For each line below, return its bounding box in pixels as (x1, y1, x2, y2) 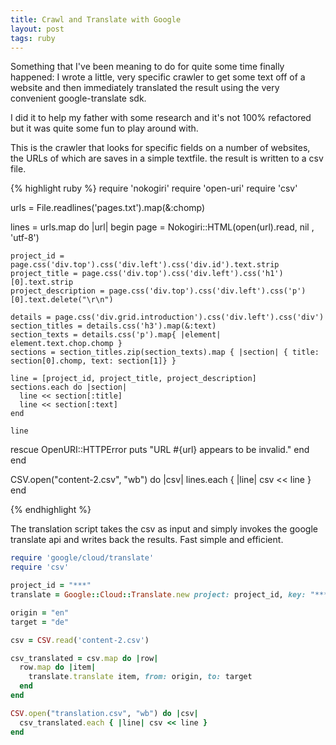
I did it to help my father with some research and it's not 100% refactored (10, 112, 312, 124)
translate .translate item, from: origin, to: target (28, 672, 253, 682)
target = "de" (10, 617, 70, 627)
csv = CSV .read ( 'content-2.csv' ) (10, 635, 150, 645)
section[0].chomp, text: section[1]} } (10, 356, 177, 366)
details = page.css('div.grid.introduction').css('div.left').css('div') (10, 312, 325, 323)
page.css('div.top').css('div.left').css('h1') (81, 269, 284, 279)
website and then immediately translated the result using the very (10, 82, 280, 94)
